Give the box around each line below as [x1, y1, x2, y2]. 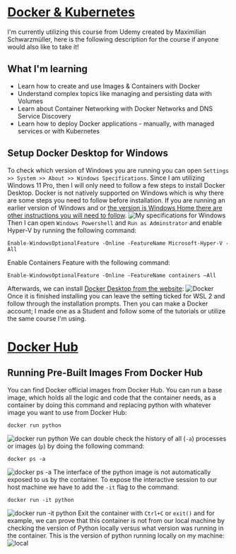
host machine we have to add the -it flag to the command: [7, 483, 179, 491]
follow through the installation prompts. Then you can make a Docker [7, 299, 208, 308]
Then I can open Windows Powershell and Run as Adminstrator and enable [7, 218, 223, 227]
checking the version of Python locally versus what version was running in [7, 524, 224, 532]
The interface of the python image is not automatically [52, 467, 211, 476]
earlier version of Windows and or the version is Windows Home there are [7, 203, 223, 212]
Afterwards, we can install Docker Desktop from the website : [7, 284, 184, 293]
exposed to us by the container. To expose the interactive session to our [7, 475, 218, 483]
